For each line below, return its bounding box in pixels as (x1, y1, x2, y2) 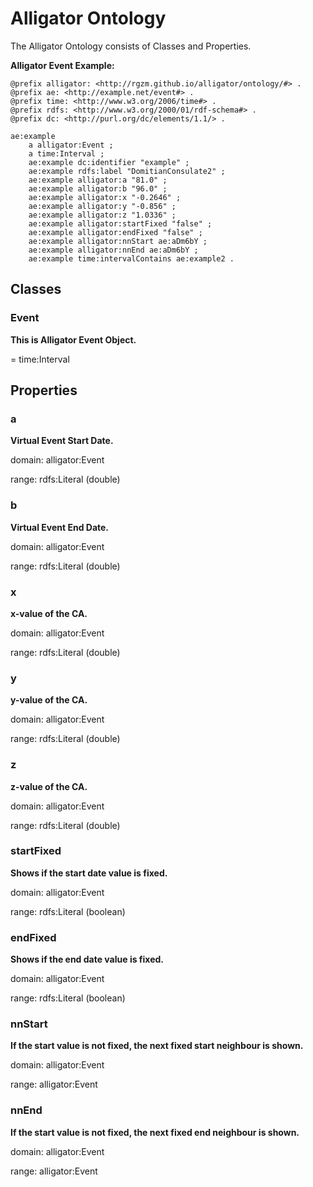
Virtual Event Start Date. (10, 435, 114, 447)
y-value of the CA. (10, 694, 88, 706)
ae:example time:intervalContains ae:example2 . (28, 253, 235, 264)
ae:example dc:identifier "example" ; (28, 157, 190, 167)
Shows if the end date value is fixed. (10, 953, 165, 966)
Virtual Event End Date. (10, 521, 110, 533)
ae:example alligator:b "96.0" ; (28, 183, 168, 194)
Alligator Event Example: (10, 59, 115, 71)
